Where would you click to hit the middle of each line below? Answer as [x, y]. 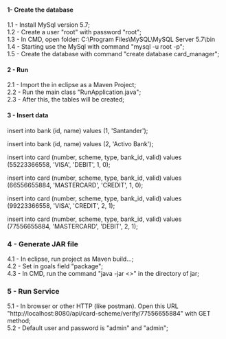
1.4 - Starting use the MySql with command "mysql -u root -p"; [96, 47]
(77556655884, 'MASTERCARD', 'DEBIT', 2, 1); [73, 226]
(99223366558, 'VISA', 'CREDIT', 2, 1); [61, 205]
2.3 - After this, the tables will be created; [66, 100]
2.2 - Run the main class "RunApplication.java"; [74, 92]
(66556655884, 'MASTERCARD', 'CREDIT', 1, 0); [75, 185]
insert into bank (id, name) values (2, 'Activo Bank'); [80, 143]
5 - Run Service [33, 291]
